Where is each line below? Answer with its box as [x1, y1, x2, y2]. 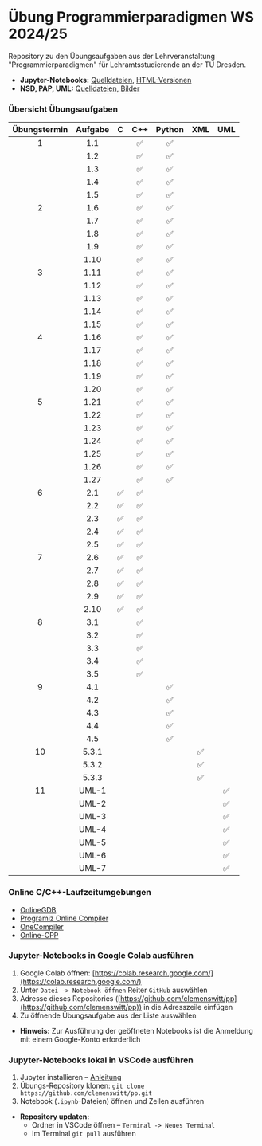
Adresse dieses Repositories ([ [19, 993, 121, 1003]
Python [155, 124, 185, 135]
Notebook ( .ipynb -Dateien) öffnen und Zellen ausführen [19, 1097, 205, 1106]
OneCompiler [19, 921, 64, 932]
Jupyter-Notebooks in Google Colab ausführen [8, 950, 194, 961]
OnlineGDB [19, 905, 57, 914]
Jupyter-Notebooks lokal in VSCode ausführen [8, 1054, 194, 1066]
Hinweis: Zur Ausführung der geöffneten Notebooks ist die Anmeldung [19, 1026, 253, 1035]
